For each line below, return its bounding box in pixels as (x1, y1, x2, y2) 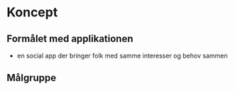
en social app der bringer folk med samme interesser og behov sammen (16, 51, 228, 60)
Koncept (6, 4, 58, 21)
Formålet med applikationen (6, 33, 133, 45)
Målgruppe (6, 72, 57, 84)
